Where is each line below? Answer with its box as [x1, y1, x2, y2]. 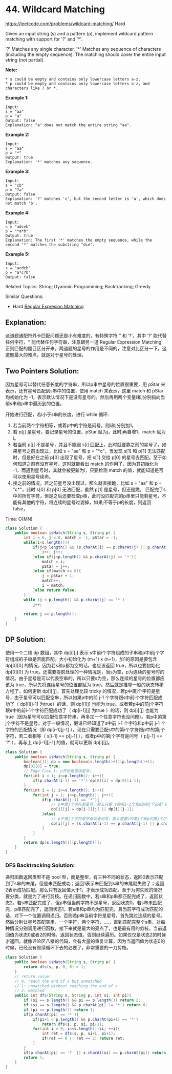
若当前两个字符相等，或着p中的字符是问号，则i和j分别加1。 [12, 422, 137, 428]
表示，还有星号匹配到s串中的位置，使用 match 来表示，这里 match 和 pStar [5, 387, 164, 393]
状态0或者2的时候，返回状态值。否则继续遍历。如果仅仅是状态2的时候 [18, 932, 166, 938]
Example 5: [5, 251, 30, 257]
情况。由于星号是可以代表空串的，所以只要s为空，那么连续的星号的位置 [5, 675, 156, 681]
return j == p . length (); [24, 611, 77, 616]
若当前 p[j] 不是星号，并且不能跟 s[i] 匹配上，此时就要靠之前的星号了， [12, 441, 162, 447]
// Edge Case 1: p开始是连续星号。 [24, 768, 94, 774]
